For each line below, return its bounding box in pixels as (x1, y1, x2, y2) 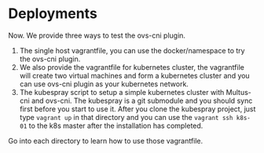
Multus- (225, 87, 251, 97)
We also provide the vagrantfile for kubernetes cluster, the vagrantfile (19, 62, 245, 71)
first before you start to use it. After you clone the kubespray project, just (19, 104, 256, 114)
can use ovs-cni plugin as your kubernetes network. (19, 79, 189, 89)
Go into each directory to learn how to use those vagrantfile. (8, 136, 203, 145)
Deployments (8, 5, 98, 23)
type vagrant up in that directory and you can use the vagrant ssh (19, 112, 233, 122)
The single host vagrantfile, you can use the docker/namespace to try (19, 46, 245, 55)
